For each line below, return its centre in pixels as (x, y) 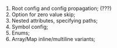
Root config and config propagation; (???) (61, 8)
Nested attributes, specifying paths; (54, 21)
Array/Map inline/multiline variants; (53, 39)
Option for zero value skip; (43, 14)
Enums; (21, 33)
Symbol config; (30, 27)
